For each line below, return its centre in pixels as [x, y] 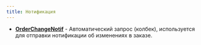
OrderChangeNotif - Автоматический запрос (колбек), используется [105, 29]
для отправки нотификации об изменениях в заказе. [84, 35]
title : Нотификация [31, 12]
